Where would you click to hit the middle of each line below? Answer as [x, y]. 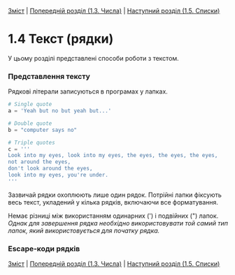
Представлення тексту [49, 76]
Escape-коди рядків [44, 248]
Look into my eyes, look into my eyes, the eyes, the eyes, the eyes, [113, 156]
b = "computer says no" [43, 130]
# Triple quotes [31, 142]
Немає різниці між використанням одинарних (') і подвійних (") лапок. [113, 216]
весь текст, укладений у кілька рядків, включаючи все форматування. [113, 202]
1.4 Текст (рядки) [61, 39]
